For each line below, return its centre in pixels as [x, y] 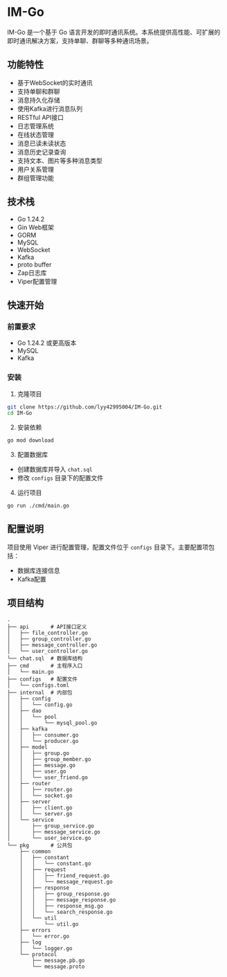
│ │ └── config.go [40, 705]
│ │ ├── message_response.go [68, 900]
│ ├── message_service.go [54, 832]
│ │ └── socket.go [40, 796]
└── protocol [38, 954]
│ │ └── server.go [40, 814]
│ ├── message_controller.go [52, 645]
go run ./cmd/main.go [38, 506]
